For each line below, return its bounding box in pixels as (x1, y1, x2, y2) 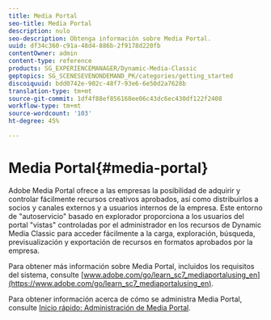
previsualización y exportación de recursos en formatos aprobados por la (8, 237, 253, 246)
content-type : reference (8, 57, 92, 65)
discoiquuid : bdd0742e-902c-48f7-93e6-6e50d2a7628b (8, 79, 186, 87)
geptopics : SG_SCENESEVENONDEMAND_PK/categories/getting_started (8, 72, 233, 80)
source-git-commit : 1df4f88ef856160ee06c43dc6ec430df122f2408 (8, 95, 222, 103)
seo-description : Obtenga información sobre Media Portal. (8, 34, 212, 43)
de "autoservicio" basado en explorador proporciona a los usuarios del (8, 211, 244, 221)
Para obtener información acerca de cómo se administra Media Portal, (8, 294, 243, 304)
